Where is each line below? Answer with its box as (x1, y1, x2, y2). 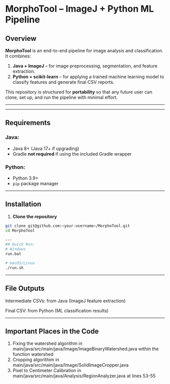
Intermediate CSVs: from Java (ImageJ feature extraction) (5, 298, 126, 304)
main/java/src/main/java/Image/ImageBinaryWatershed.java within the (12, 346, 159, 352)
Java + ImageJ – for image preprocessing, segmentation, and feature (12, 63, 158, 69)
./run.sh (5, 265, 24, 270)
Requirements (5, 119, 51, 127)
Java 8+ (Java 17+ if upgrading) (12, 145, 79, 152)
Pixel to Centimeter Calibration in (12, 367, 81, 374)
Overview (5, 34, 37, 43)
